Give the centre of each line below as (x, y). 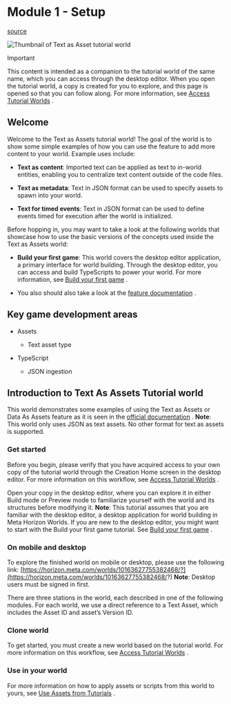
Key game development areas (72, 315)
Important (21, 58)
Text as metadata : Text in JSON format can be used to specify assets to (120, 188)
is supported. (26, 432)
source (17, 31)
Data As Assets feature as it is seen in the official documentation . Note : (109, 417)
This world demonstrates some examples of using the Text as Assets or (109, 410)
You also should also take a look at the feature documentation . (107, 293)
